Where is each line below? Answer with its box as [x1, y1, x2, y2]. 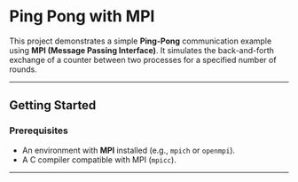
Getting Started [9, 98, 97, 113]
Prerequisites [9, 124, 68, 137]
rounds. [9, 64, 37, 75]
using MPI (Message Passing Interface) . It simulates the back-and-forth [9, 44, 275, 55]
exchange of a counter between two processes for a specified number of [9, 54, 277, 65]
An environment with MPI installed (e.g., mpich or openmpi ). [21, 145, 236, 155]
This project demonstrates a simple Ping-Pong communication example [9, 36, 272, 46]
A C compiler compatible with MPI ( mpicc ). [21, 154, 177, 165]
